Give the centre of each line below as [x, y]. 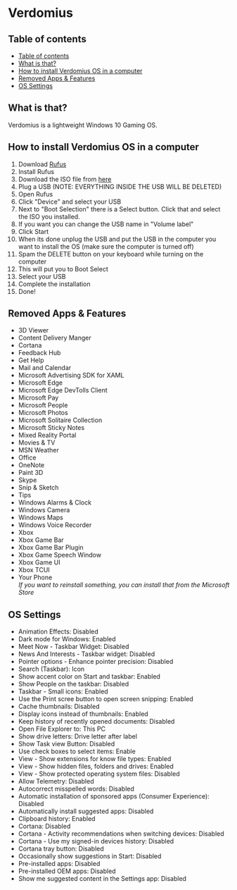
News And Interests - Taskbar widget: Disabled [87, 654]
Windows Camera [44, 510]
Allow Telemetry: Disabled [56, 781]
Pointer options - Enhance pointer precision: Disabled [96, 662]
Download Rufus [42, 164]
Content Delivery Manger [55, 338]
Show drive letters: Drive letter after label [78, 736]
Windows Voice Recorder [55, 525]
